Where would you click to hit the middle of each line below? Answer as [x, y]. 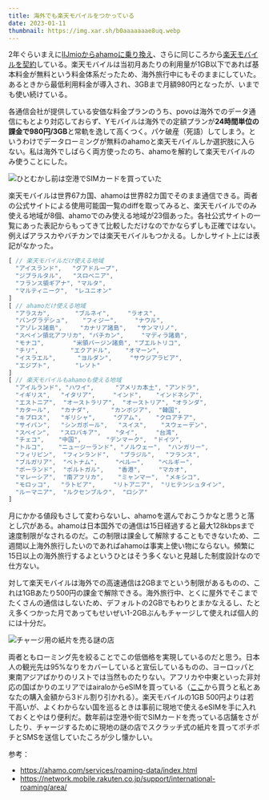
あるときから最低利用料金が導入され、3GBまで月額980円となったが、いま [130, 84]
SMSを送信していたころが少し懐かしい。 [90, 737]
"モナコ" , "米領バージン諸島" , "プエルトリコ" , [98, 343]
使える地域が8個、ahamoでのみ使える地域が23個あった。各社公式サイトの [131, 216]
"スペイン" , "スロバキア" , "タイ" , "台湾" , [97, 432]
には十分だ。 [29, 623]
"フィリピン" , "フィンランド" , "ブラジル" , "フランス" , [108, 455]
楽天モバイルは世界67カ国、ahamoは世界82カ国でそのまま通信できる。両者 [133, 196]
